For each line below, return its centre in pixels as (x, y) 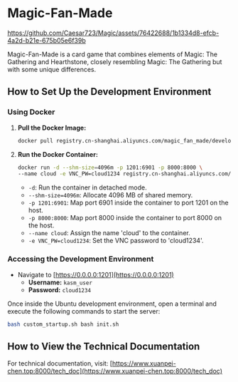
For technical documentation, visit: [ (60, 363)
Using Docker (31, 112)
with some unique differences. (52, 69)
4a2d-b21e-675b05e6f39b (47, 40)
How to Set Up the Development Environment (109, 92)
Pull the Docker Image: (52, 128)
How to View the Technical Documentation (104, 346)
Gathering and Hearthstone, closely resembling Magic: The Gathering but (115, 61)
